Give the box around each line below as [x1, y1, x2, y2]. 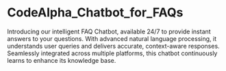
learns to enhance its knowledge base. [7, 56, 116, 64]
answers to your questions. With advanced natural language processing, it [7, 34, 217, 42]
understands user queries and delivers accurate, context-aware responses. [7, 42, 221, 50]
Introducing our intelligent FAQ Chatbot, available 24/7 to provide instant [7, 27, 211, 35]
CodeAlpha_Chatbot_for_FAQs [7, 5, 184, 20]
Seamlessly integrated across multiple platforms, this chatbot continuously [7, 49, 218, 57]
